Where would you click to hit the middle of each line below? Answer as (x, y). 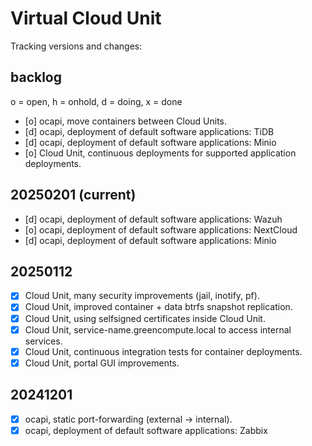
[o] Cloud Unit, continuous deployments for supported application (160, 153)
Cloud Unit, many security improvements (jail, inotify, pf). (142, 296)
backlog (36, 77)
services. (43, 341)
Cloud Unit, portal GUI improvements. (102, 363)
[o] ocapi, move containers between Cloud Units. (126, 121)
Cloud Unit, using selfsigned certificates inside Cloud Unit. (145, 318)
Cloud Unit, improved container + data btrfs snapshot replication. (158, 307)
